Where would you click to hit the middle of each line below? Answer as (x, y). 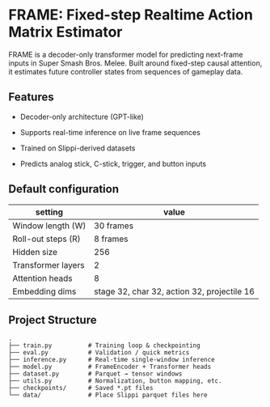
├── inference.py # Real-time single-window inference (112, 360)
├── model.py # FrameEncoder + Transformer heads (110, 367)
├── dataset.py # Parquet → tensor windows (95, 374)
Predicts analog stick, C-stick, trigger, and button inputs (113, 163)
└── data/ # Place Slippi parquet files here (108, 395)
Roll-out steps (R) (46, 239)
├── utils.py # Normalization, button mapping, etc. (115, 381)
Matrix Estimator (65, 32)
